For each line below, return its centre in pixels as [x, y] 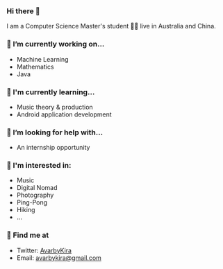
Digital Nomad [37, 188]
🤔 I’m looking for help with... [55, 132]
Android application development [64, 114]
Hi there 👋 [24, 11]
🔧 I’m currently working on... [56, 44]
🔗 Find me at [28, 235]
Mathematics [35, 67]
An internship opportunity [53, 148]
